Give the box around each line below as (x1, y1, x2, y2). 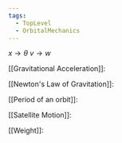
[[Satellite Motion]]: (8, 110, 72, 120)
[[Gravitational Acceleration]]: (8, 64, 106, 73)
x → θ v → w (8, 49, 52, 58)
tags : (8, 11, 26, 20)
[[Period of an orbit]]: (8, 95, 78, 105)
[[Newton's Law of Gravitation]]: (8, 79, 114, 89)
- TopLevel (15, 19, 52, 27)
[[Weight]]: (8, 125, 44, 136)
